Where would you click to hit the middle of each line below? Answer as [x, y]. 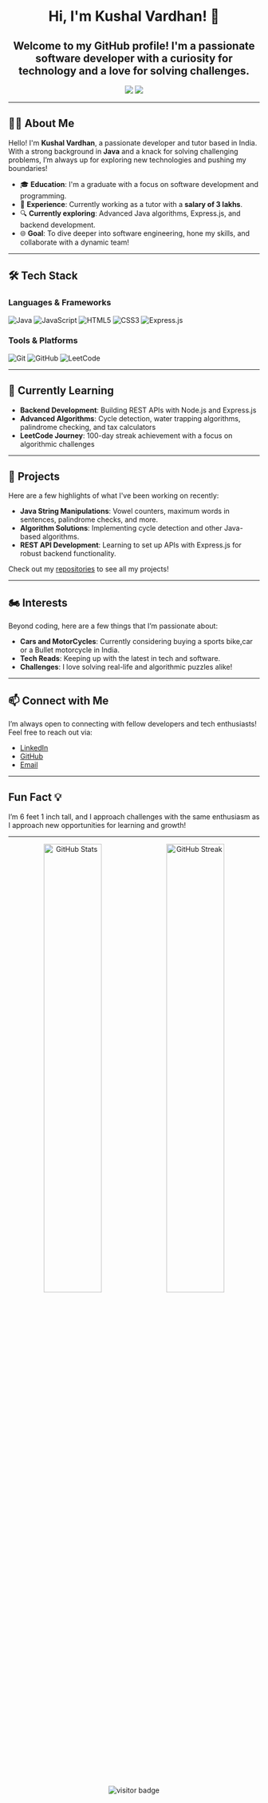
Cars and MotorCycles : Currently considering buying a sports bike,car [136, 642]
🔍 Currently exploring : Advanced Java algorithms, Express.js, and [130, 213]
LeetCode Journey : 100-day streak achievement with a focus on [126, 436]
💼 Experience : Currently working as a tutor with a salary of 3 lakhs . [131, 204]
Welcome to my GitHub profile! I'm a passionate [134, 46]
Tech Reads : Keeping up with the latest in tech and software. [120, 659]
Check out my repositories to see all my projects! [89, 569]
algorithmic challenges [57, 444]
